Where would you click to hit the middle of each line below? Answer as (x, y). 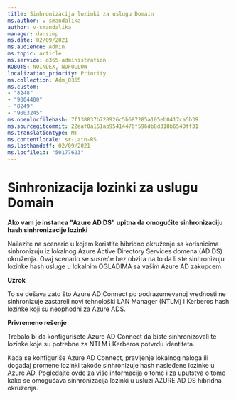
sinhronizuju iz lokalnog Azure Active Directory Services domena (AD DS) (115, 251)
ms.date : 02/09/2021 (38, 40)
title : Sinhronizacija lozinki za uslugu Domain (81, 14)
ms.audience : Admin (36, 47)
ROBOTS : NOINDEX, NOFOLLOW (47, 67)
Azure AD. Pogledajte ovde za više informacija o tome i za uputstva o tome (117, 373)
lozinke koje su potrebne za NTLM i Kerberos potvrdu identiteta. (101, 344)
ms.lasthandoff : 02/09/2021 (49, 146)
